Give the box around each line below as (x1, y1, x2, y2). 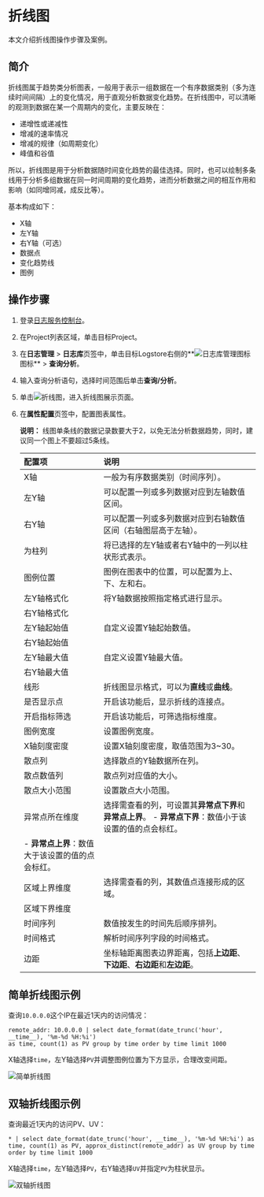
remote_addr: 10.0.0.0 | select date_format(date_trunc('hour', (8, 1026, 223, 1035)
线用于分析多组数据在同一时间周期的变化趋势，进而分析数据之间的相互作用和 (8, 175, 256, 184)
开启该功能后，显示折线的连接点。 (103, 696, 230, 707)
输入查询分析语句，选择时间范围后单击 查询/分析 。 (19, 375, 181, 385)
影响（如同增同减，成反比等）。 (8, 184, 108, 194)
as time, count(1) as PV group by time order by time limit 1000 (8, 1040, 226, 1048)
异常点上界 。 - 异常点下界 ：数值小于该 (103, 811, 247, 822)
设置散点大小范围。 (103, 785, 175, 796)
